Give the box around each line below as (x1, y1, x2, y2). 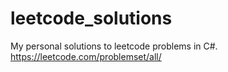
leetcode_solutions (10, 7, 173, 30)
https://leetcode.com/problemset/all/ (10, 50, 162, 62)
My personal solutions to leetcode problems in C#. (10, 40, 218, 52)
